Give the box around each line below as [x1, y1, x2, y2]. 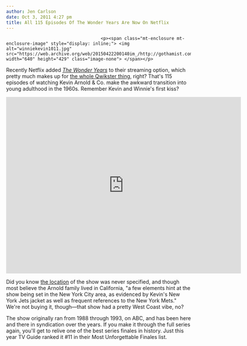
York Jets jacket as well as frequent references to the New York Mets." [6, 297, 177, 304]
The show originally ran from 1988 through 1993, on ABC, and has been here [6, 315, 191, 322]
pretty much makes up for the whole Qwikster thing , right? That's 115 [6, 73, 172, 80]
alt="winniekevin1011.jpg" [6, 46, 72, 52]
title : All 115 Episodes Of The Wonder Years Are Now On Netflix [6, 19, 169, 25]
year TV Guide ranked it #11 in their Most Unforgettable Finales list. [6, 334, 167, 341]
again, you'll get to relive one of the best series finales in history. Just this [6, 327, 184, 334]
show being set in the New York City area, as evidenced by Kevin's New [6, 291, 180, 298]
